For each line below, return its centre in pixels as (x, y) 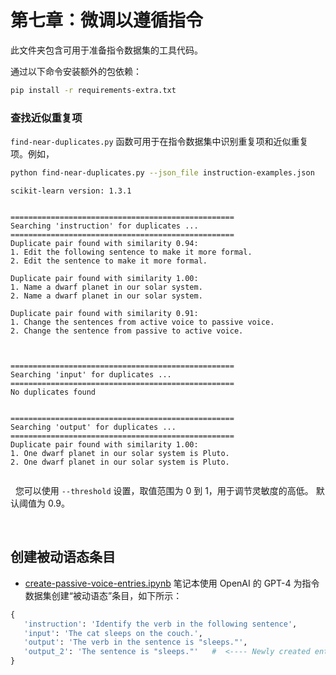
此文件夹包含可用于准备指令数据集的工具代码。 (106, 50)
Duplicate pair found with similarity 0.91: (104, 313)
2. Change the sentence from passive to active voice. (127, 331)
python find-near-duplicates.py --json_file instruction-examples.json (162, 173)
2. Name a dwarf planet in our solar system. (106, 296)
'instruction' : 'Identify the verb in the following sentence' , (160, 624)
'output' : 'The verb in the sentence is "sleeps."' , (135, 642)
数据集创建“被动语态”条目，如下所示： (103, 595)
